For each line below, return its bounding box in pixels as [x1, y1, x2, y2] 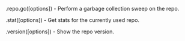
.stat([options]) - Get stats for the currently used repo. [5, 17, 139, 23]
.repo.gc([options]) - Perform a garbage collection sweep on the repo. [5, 5, 180, 12]
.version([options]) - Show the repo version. [5, 28, 115, 35]
